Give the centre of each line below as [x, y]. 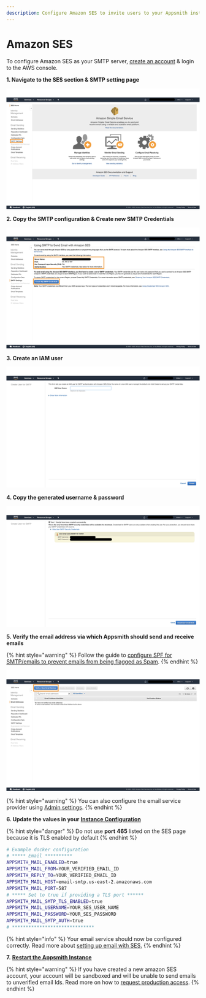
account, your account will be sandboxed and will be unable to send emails [101, 975]
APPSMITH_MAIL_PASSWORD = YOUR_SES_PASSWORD [61, 915]
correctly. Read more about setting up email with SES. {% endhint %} [93, 945]
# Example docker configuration [48, 849]
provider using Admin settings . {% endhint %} [64, 807]
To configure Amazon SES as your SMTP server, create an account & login [100, 61]
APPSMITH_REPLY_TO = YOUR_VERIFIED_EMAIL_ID [61, 876]
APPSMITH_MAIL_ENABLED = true [42, 862]
